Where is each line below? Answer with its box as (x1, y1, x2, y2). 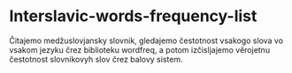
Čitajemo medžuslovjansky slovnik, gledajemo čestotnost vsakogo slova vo (9, 35, 284, 46)
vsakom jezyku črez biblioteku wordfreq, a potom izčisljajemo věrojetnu (9, 44, 271, 55)
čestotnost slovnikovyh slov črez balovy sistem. (9, 54, 183, 64)
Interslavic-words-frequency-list (9, 6, 257, 26)
